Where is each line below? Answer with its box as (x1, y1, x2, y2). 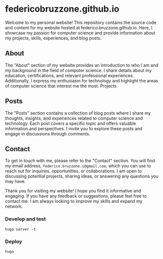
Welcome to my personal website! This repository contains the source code (5, 20, 157, 25)
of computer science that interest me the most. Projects (5, 83, 117, 89)
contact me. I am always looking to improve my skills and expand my (5, 199, 143, 204)
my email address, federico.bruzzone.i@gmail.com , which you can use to (5, 163, 151, 169)
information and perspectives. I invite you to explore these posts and (5, 125, 143, 131)
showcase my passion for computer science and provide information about (5, 30, 156, 36)
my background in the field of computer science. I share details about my (5, 67, 152, 73)
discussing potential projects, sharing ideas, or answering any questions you (5, 173, 159, 179)
